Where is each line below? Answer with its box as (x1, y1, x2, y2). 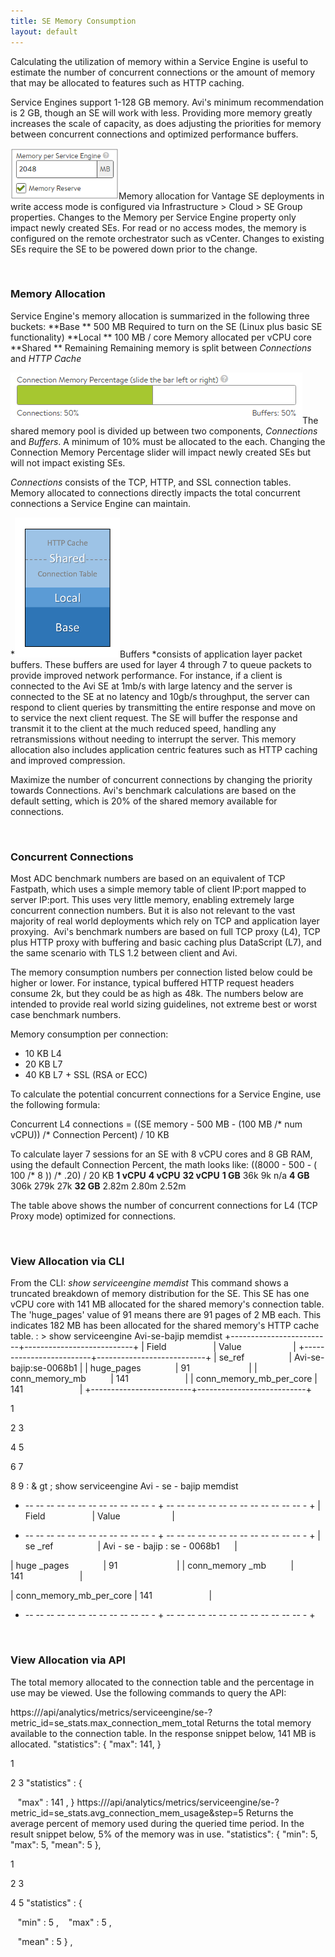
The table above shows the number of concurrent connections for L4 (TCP (10, 1200, 318, 1212)
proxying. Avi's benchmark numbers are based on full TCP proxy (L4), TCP (10, 926, 321, 938)
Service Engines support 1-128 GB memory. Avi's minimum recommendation (10, 96, 325, 108)
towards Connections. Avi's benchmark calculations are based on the (10, 784, 297, 796)
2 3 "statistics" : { (10, 1776, 83, 1789)
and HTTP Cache (10, 352, 82, 364)
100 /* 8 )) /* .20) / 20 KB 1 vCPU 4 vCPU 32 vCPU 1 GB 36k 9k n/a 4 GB (10, 1170, 310, 1182)
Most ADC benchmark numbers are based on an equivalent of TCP (10, 873, 286, 885)
